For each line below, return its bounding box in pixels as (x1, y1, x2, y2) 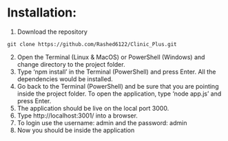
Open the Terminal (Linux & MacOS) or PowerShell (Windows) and (17, 53, 205, 61)
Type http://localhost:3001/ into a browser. (17, 111, 138, 120)
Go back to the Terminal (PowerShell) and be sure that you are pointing (17, 82, 219, 90)
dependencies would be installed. (17, 74, 113, 83)
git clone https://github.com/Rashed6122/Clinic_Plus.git (7, 41, 177, 47)
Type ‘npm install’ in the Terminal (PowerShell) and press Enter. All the (17, 67, 216, 76)
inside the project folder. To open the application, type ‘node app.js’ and (17, 89, 222, 98)
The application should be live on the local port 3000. (17, 104, 169, 112)
